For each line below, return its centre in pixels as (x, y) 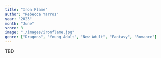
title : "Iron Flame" (27, 10)
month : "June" (20, 23)
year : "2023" (19, 19)
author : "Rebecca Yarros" (32, 14)
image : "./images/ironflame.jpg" (40, 32)
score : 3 (14, 28)
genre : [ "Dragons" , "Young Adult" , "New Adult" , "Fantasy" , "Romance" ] (81, 37)
